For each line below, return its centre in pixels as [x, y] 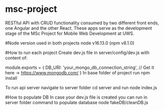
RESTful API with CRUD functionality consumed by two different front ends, [82, 23]
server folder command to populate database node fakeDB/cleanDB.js [77, 102]
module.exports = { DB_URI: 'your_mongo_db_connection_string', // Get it [80, 67]
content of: [16, 57]
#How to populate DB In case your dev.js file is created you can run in [76, 97]
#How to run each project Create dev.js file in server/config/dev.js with [77, 53]
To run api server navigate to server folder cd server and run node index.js [81, 87]
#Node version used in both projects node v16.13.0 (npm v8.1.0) [70, 43]
